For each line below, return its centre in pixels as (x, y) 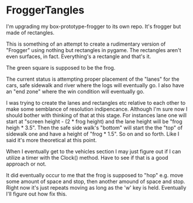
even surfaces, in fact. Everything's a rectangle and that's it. (79, 56)
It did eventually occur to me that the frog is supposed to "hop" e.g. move (95, 175)
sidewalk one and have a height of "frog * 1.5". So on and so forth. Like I (93, 134)
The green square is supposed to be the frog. (61, 67)
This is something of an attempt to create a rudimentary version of (86, 44)
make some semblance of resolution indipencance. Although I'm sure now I (97, 109)
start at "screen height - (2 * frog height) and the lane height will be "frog (94, 121)
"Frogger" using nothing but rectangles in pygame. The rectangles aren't (94, 50)
